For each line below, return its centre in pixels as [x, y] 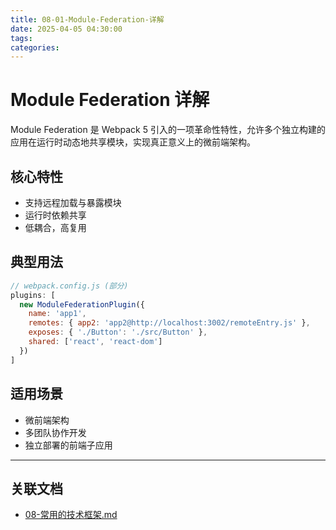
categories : [35, 47]
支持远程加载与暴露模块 [73, 202]
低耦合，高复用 [55, 227]
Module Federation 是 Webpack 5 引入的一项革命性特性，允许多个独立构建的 [168, 130]
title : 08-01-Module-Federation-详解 [87, 19]
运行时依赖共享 [55, 215]
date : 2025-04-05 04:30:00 [66, 29]
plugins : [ [33, 295]
